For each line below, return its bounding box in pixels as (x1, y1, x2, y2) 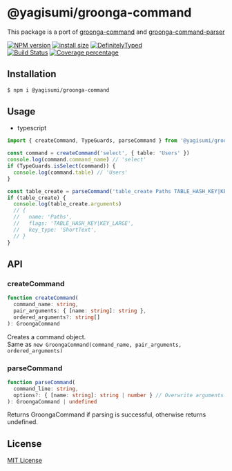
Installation (7, 68, 57, 80)
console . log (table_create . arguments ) (13, 201, 122, 208)
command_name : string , (13, 301, 79, 308)
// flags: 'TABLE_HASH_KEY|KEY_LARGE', (13, 220, 135, 227)
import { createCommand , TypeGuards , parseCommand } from (7, 137, 177, 144)
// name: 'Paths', (13, 214, 72, 221)
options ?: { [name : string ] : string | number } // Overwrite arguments (13, 392, 224, 399)
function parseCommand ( (7, 379, 76, 385)
